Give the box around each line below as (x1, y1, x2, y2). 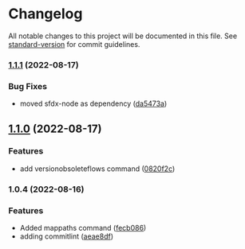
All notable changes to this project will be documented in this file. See (8, 31, 238, 41)
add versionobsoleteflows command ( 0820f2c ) (19, 164, 176, 173)
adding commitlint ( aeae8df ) (19, 231, 114, 241)
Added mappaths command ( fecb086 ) (19, 224, 147, 233)
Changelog (8, 5, 83, 23)
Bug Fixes (8, 80, 48, 91)
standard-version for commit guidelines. (8, 39, 140, 49)
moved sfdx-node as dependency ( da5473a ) (19, 99, 168, 108)
